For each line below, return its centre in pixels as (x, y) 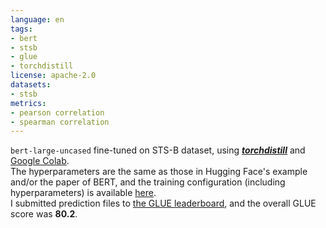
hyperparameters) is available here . (83, 193)
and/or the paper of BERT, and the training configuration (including (148, 182)
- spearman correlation (60, 122)
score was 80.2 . (44, 214)
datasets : (31, 85)
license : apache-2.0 (53, 76)
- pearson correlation (57, 112)
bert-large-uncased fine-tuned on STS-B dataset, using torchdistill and (158, 150)
